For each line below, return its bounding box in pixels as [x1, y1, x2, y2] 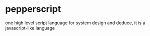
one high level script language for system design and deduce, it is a [5, 20, 145, 26]
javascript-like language [5, 25, 55, 31]
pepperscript [5, 3, 61, 15]
